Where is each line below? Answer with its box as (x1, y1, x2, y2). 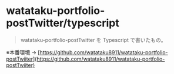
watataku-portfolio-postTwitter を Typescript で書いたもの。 (20, 36, 166, 43)
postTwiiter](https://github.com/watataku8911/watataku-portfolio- (6, 55, 165, 62)
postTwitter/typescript (6, 16, 119, 30)
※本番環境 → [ (6, 48, 40, 56)
